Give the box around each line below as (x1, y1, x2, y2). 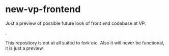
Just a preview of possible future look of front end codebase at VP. (5, 20, 146, 26)
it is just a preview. (5, 45, 44, 51)
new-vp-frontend (5, 4, 81, 15)
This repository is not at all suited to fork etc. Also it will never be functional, (5, 39, 164, 46)
